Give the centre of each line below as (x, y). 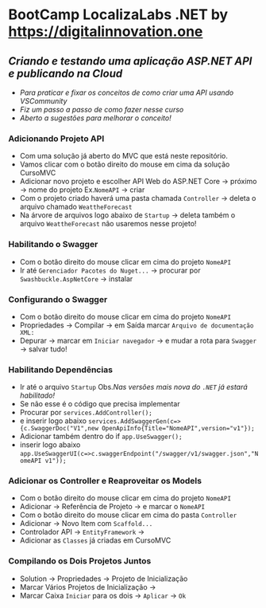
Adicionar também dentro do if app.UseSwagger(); (101, 437)
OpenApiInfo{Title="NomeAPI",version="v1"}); (179, 429)
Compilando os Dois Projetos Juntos (80, 561)
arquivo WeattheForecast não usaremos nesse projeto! (108, 224)
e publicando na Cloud (66, 73)
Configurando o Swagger (58, 299)
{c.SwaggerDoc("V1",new (59, 429)
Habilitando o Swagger (53, 245)
